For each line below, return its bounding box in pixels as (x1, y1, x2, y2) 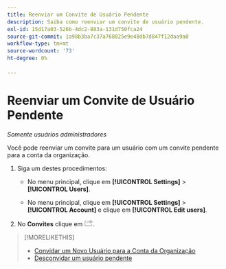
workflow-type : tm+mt (7, 40, 69, 48)
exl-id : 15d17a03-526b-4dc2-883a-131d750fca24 (7, 26, 143, 32)
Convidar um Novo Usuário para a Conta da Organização (34, 246, 196, 255)
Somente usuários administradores (7, 130, 107, 138)
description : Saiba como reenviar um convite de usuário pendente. (7, 18, 205, 26)
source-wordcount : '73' (7, 48, 76, 54)
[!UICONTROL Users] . (27, 185, 91, 193)
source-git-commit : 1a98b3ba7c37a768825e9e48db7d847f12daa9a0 (7, 33, 189, 40)
